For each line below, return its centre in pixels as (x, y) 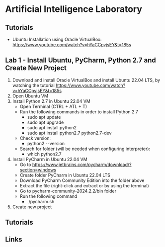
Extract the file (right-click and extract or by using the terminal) (84, 185)
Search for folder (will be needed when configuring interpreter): (85, 149)
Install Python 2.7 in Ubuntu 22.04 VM (51, 101)
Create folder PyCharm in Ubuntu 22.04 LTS (65, 175)
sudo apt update (44, 117)
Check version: (35, 138)
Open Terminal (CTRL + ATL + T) (53, 106)
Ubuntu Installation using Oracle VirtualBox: (57, 39)
